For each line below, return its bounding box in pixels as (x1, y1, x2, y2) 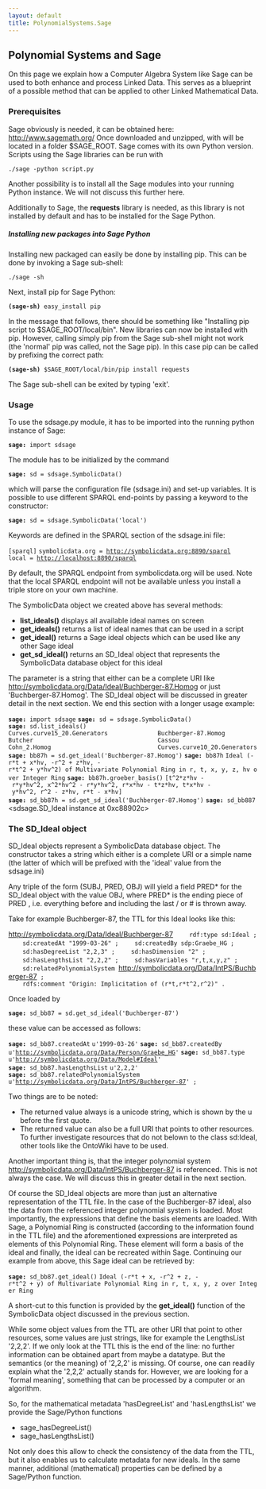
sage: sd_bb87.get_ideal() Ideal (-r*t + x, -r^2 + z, (8, 1273, 192, 1281)
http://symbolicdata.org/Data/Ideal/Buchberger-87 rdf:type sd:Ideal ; (8, 930, 257, 939)
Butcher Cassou (8, 736, 179, 744)
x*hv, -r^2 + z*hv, (29, 758, 94, 766)
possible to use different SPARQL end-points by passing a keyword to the (8, 492, 249, 502)
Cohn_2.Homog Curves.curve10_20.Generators (8, 743, 258, 751)
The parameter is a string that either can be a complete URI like (8, 673, 215, 683)
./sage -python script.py (8, 164, 94, 173)
